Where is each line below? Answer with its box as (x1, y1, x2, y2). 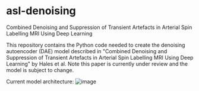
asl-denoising (6, 4, 76, 18)
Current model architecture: (6, 78, 74, 85)
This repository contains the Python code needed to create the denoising (6, 41, 185, 48)
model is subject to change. (6, 66, 74, 73)
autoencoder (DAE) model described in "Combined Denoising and (6, 47, 168, 54)
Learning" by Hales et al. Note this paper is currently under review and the (6, 60, 188, 67)
